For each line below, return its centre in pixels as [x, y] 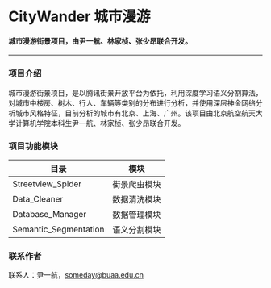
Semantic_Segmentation [58, 229]
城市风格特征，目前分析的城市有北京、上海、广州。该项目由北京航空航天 [135, 113]
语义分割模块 [137, 229]
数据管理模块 [137, 215]
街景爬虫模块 [137, 184]
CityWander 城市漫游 [79, 17]
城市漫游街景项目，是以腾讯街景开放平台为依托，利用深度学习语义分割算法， [135, 93]
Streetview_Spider [47, 184]
